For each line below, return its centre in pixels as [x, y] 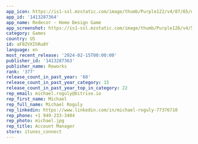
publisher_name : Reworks [37, 66]
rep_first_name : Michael [37, 99]
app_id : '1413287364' [33, 17]
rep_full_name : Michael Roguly [44, 104]
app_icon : [18, 11]
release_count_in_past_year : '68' [49, 77]
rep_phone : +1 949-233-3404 [41, 115]
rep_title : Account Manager [41, 126]
